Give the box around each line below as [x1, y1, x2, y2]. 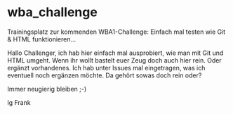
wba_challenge [7, 4, 98, 20]
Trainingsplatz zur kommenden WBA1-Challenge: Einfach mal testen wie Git [7, 27, 226, 36]
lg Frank [7, 98, 31, 106]
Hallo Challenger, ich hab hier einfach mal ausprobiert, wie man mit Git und [7, 49, 224, 57]
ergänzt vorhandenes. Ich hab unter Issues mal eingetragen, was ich [7, 63, 206, 72]
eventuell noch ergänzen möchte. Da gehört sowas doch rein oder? [7, 71, 202, 80]
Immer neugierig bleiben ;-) [7, 84, 87, 93]
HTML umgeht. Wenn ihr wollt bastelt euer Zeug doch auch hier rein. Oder [7, 56, 222, 64]
